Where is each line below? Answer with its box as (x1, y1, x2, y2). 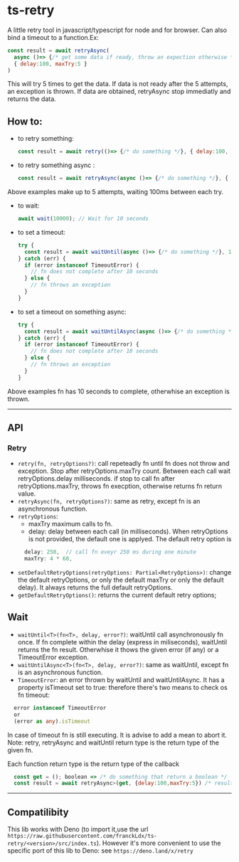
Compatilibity (7, 806, 69, 818)
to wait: (17, 201, 40, 210)
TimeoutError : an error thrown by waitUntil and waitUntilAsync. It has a (17, 675, 225, 684)
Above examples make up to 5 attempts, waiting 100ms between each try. (7, 188, 224, 196)
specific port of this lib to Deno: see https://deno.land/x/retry (7, 846, 193, 855)
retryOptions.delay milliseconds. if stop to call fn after (17, 474, 176, 483)
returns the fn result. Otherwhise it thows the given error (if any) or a (17, 645, 219, 654)
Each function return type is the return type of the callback (7, 760, 180, 768)
